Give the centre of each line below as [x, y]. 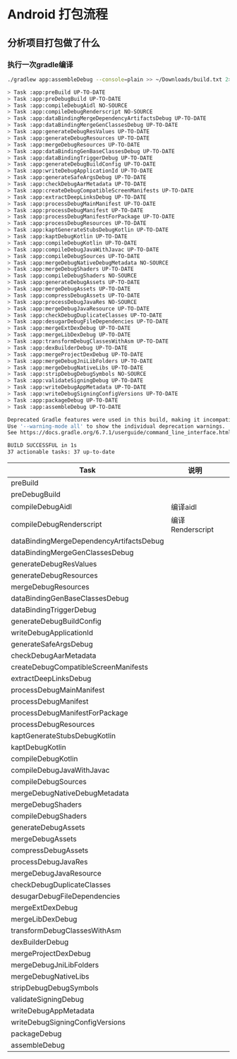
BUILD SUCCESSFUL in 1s [42, 446]
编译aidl [184, 507]
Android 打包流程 [57, 14]
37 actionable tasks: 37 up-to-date [61, 452]
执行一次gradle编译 [40, 64]
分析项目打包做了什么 [54, 43]
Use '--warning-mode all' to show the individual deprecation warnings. [116, 426]
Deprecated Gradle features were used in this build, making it [104, 420]
